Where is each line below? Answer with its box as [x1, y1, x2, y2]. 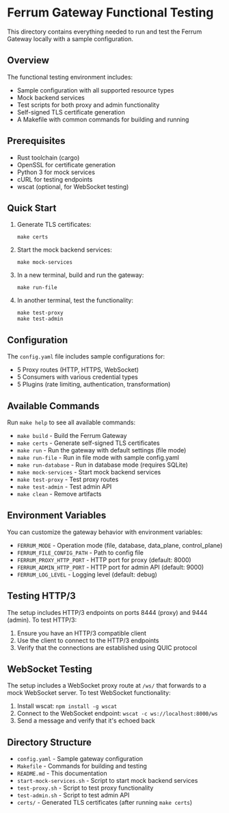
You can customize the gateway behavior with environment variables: [7, 528, 203, 536]
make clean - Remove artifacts [16, 490, 102, 498]
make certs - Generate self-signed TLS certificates [16, 439, 160, 447]
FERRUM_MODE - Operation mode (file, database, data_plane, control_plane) [16, 541, 223, 549]
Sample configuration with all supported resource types [16, 86, 174, 94]
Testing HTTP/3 [7, 590, 77, 602]
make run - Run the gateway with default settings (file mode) [16, 446, 187, 454]
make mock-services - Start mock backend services [16, 468, 161, 476]
